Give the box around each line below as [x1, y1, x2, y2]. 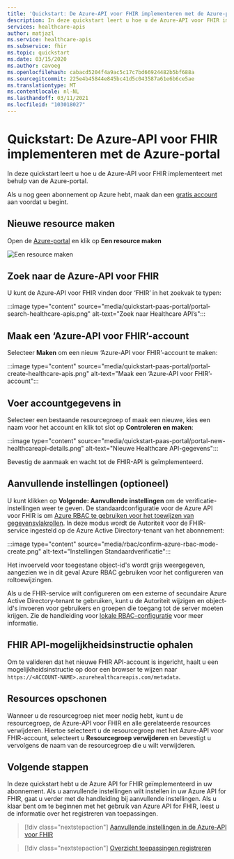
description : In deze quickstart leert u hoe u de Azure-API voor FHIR [7, 17, 219, 24]
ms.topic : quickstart [7, 50, 70, 57]
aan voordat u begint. [7, 197, 69, 206]
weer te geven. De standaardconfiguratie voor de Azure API [41, 504, 213, 512]
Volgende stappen [7, 761, 89, 773]
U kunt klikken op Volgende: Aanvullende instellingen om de [7, 496, 185, 505]
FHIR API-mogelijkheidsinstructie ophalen [7, 639, 194, 651]
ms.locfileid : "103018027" [7, 101, 86, 108]
